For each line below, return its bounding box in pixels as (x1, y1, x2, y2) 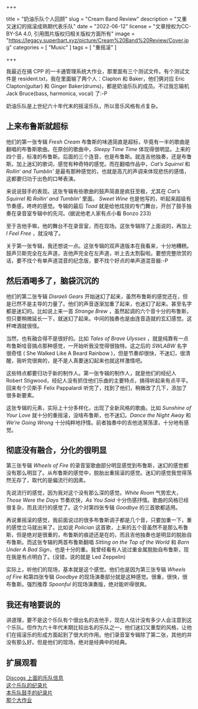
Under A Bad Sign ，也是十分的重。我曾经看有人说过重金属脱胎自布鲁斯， (6, 546, 184, 553)
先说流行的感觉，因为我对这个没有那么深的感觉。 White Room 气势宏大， (6, 489, 181, 496)
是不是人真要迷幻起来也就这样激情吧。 (52, 357, 146, 364)
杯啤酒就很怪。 (6, 322, 42, 329)
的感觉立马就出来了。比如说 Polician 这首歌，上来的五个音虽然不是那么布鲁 (6, 524, 189, 531)
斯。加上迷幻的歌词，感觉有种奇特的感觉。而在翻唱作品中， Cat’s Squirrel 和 (6, 160, 190, 167)
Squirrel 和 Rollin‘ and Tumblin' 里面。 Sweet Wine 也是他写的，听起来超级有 (6, 195, 192, 202)
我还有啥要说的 (6, 600, 61, 610)
